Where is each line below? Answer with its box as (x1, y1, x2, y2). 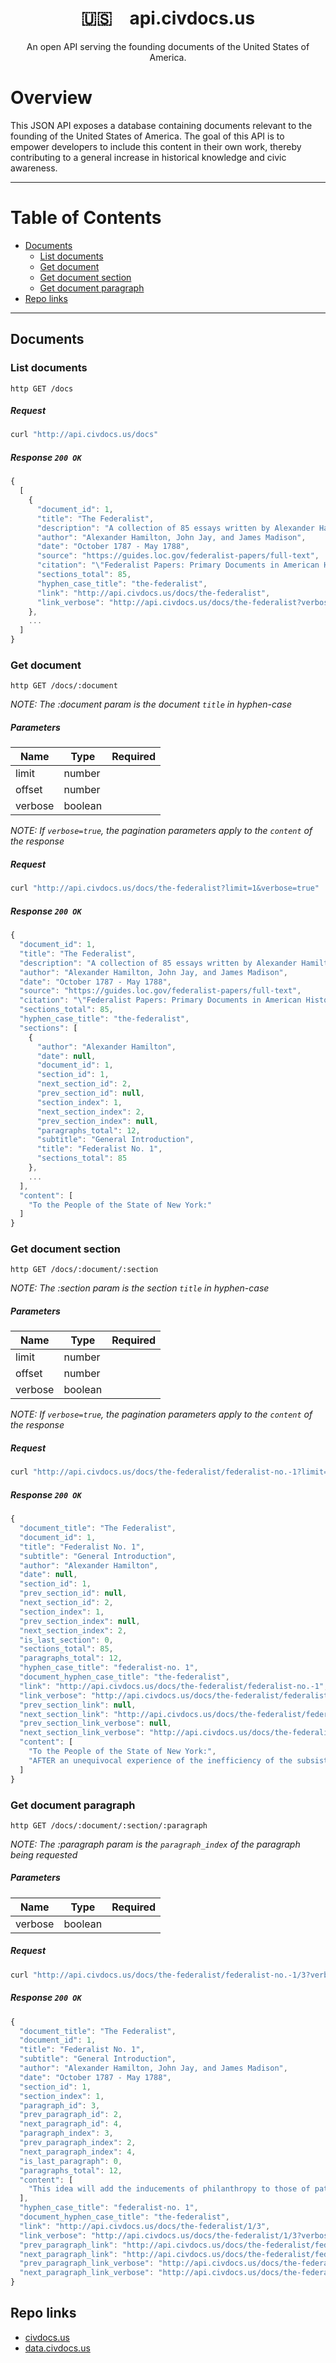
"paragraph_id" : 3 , (19, 2100, 101, 2111)
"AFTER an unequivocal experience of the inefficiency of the (28, 1755, 293, 1766)
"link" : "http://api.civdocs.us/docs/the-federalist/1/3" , (19, 2221, 271, 2231)
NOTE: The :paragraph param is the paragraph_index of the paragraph (10, 1838, 301, 1850)
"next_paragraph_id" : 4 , (19, 2119, 123, 2129)
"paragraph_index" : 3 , (19, 2128, 114, 2139)
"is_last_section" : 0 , (19, 1635, 114, 1645)
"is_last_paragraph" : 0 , (19, 2156, 123, 2166)
